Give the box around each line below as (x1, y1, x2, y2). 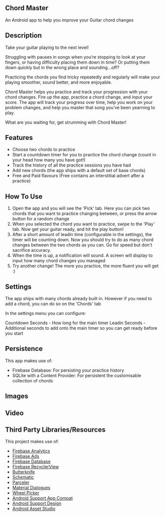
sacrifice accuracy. (12, 247, 51, 253)
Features (5, 134, 33, 142)
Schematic (12, 474, 34, 480)
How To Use (5, 192, 43, 201)
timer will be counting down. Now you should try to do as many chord (12, 237, 154, 243)
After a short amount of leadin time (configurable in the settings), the (12, 232, 152, 238)
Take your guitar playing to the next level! (5, 44, 89, 50)
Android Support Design (12, 500, 62, 507)
